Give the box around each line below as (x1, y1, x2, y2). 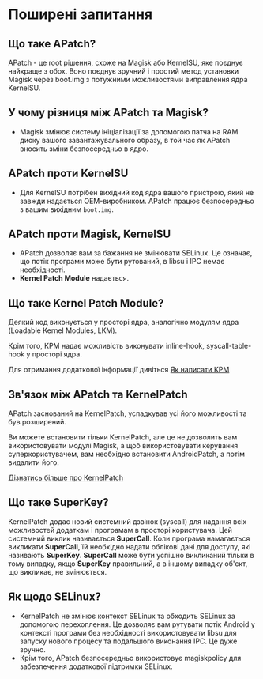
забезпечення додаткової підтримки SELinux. (19, 662, 173, 671)
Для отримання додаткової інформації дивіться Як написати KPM (8, 365, 230, 375)
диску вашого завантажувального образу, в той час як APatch (19, 135, 231, 145)
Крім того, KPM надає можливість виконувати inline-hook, (8, 341, 205, 351)
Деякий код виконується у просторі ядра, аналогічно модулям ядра (8, 318, 239, 327)
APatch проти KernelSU (8, 167, 129, 180)
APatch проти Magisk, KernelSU (8, 228, 171, 241)
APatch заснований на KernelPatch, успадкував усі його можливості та (8, 409, 247, 418)
